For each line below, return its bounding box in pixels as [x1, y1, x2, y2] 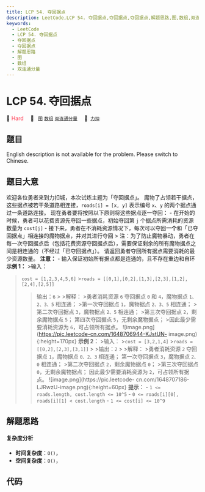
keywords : [6, 20, 32, 26]
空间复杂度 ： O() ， [15, 457, 62, 464]
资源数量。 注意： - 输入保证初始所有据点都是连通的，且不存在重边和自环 [11, 255, 195, 262]
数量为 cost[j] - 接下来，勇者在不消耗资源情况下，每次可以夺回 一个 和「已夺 [6, 224, 198, 231]
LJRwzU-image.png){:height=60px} [36, 383, 127, 390]
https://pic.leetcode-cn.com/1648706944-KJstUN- [38, 330, 168, 337]
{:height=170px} [36, 337, 77, 345]
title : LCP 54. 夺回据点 [6, 9, 66, 15]
